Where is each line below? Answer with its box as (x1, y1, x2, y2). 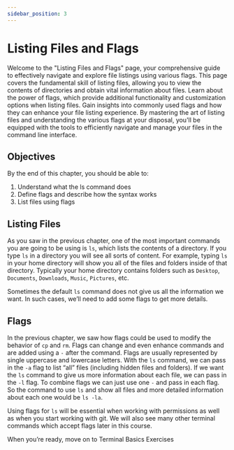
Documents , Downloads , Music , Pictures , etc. (7, 274, 129, 282)
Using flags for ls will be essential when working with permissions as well (7, 407, 220, 415)
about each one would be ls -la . (7, 393, 103, 401)
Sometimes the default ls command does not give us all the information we (7, 288, 224, 296)
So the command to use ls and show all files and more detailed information (7, 386, 224, 394)
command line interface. (7, 130, 78, 139)
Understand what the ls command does (17, 183, 131, 191)
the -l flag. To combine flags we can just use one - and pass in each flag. (7, 379, 220, 386)
